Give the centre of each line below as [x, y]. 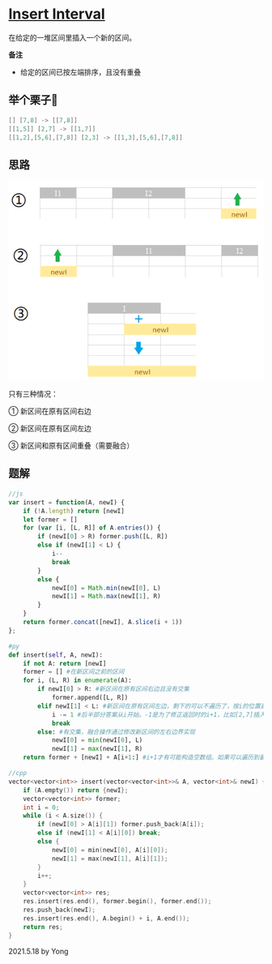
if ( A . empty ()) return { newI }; [76, 790]
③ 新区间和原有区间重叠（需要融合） [71, 446]
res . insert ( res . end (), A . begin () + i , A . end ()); [106, 918]
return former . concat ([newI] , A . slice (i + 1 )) [103, 622]
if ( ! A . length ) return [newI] [74, 511]
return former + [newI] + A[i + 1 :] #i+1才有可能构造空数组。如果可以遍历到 [141, 758]
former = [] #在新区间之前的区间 [74, 672]
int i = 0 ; [41, 808]
